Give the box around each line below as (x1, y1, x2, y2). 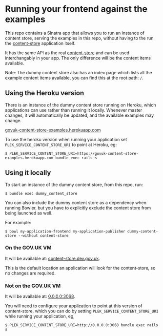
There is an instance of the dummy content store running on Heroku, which (5, 102, 156, 108)
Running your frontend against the (5, 3, 148, 15)
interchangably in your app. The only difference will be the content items (5, 55, 151, 61)
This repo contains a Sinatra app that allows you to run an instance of (5, 30, 145, 36)
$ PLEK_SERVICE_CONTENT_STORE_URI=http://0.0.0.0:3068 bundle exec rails (5, 323, 159, 328)
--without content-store (18, 233, 69, 238)
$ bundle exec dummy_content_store (5, 191, 78, 196)
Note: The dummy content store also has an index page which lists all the (5, 69, 152, 75)
